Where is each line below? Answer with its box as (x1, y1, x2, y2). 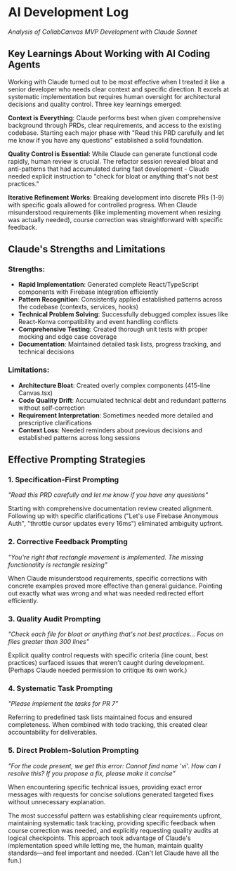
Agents (8, 59, 41, 71)
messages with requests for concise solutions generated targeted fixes (8, 790, 214, 799)
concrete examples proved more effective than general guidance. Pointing (8, 581, 223, 590)
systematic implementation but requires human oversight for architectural (8, 92, 221, 101)
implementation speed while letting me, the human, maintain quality (8, 841, 204, 849)
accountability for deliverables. (8, 728, 98, 737)
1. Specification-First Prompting (8, 475, 119, 485)
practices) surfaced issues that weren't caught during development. (8, 659, 205, 667)
